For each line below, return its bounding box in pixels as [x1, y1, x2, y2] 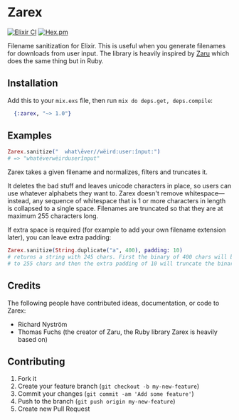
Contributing [7, 356, 65, 368]
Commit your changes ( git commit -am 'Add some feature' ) [17, 389, 194, 398]
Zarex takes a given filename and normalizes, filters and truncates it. [7, 168, 208, 176]
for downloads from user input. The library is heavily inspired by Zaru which [7, 49, 230, 58]
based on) [17, 335, 48, 343]
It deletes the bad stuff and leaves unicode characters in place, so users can [7, 182, 232, 190]
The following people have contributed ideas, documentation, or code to [7, 298, 220, 307]
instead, [7, 197, 31, 205]
